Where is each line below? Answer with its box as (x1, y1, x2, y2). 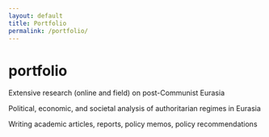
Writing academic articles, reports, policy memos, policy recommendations (8, 119, 258, 129)
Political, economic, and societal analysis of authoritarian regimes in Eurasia (8, 104, 261, 114)
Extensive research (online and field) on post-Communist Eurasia (8, 88, 225, 98)
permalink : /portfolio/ (8, 27, 89, 35)
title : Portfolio (8, 19, 67, 27)
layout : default (8, 11, 63, 20)
